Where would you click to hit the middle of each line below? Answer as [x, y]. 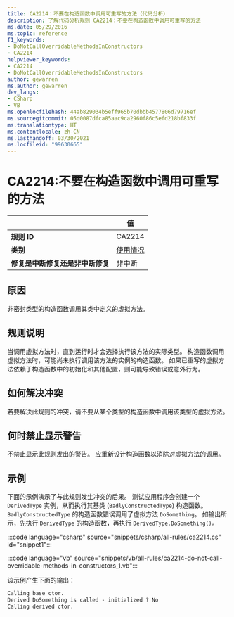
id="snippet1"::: [30, 545]
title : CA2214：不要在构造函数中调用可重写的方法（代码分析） [88, 14]
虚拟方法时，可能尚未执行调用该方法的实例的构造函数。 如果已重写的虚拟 [113, 360]
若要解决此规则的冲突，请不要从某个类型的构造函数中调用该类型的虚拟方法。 [118, 412]
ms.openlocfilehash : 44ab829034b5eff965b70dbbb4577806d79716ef [102, 112]
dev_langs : [23, 92]
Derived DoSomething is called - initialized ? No [83, 600]
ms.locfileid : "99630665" [45, 145]
